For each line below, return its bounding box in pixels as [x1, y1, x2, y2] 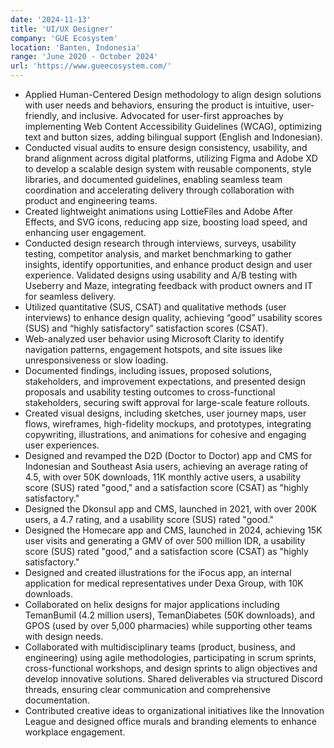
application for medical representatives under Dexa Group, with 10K [24, 577, 304, 589]
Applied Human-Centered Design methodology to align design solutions [24, 89, 322, 100]
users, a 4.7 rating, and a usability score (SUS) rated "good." [24, 514, 274, 525]
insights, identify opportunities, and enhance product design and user [24, 259, 313, 270]
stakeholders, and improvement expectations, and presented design [24, 376, 307, 387]
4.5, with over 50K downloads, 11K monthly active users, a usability [24, 471, 302, 483]
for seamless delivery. [24, 291, 117, 302]
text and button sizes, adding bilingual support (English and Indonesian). [24, 131, 323, 143]
